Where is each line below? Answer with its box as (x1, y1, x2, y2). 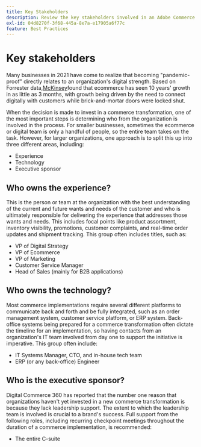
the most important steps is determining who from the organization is (6, 115, 178, 122)
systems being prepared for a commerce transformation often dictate (22, 320, 194, 328)
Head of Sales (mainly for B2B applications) (14, 268, 123, 275)
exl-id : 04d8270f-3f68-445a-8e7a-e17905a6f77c (6, 20, 125, 26)
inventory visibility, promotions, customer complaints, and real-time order (6, 224, 188, 231)
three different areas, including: (6, 141, 84, 148)
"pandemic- (160, 72, 190, 79)
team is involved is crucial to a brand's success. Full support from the (6, 410, 179, 417)
